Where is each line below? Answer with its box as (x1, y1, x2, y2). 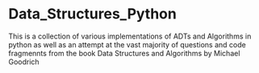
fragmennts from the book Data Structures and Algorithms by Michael (8, 48, 240, 58)
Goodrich (8, 57, 40, 67)
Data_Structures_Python (8, 5, 178, 23)
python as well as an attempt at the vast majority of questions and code (8, 39, 246, 49)
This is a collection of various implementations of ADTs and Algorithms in (8, 31, 252, 41)
